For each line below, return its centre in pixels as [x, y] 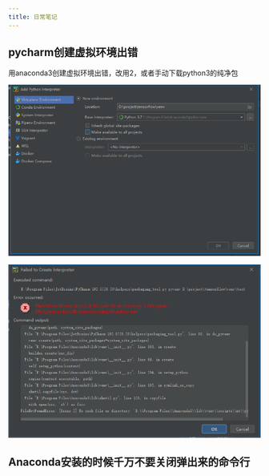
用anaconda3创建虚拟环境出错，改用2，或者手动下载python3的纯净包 [123, 73]
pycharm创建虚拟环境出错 [73, 52]
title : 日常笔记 [33, 17]
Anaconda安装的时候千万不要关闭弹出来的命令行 [129, 462]
